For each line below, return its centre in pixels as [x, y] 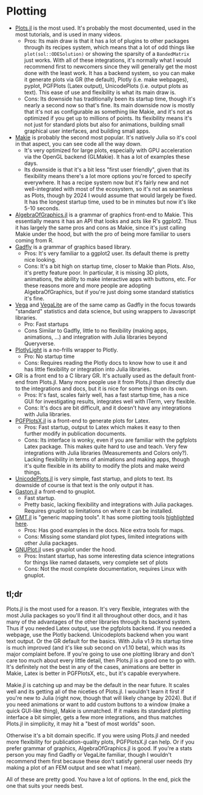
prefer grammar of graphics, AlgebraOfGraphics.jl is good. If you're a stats [99, 748]
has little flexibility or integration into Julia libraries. [88, 369]
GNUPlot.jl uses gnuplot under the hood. [65, 549]
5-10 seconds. [42, 208]
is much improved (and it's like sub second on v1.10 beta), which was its [96, 647]
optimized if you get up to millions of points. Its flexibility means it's [108, 118]
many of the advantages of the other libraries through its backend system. [99, 622]
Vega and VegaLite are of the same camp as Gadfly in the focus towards [105, 305]
